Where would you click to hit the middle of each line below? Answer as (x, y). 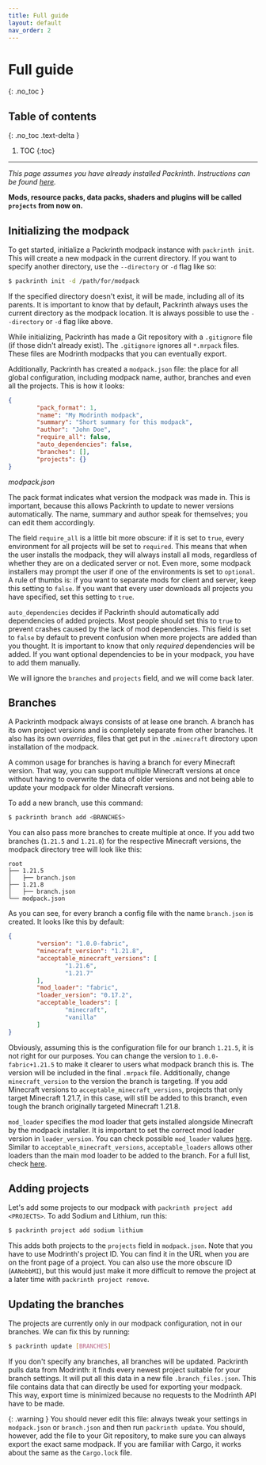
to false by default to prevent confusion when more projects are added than (133, 637)
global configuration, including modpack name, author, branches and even (130, 377)
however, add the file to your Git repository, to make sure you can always (127, 1436)
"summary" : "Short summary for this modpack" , (115, 422)
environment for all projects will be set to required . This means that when (128, 546)
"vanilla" (81, 1017)
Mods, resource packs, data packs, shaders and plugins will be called (125, 197)
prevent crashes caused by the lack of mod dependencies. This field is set (130, 629)
